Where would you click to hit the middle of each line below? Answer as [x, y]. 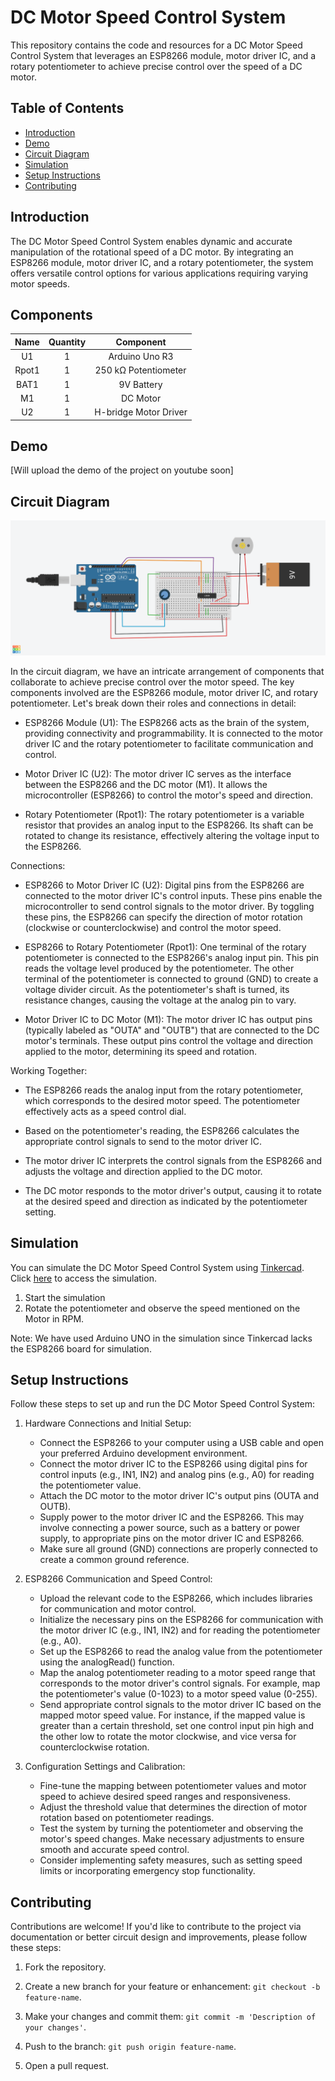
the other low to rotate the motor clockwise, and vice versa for [168, 1737]
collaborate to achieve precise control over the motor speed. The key [152, 682]
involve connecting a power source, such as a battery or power [170, 1528]
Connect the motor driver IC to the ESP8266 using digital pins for [173, 1464]
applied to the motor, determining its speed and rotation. [141, 1051]
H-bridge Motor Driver [141, 412]
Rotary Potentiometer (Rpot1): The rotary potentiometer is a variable [164, 814]
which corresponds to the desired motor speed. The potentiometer [162, 1100]
